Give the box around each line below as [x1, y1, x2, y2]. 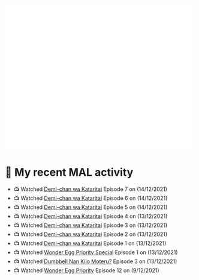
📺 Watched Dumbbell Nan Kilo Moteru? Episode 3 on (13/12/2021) [13, 258, 177, 265]
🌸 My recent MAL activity [5, 165, 134, 179]
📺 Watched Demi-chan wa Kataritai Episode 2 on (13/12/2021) [13, 231, 168, 238]
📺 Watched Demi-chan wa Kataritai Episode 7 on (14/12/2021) [13, 185, 168, 193]
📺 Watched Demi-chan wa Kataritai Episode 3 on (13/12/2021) [13, 222, 168, 229]
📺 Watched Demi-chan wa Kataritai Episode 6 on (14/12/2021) [13, 194, 168, 202]
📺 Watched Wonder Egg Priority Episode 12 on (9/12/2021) [13, 267, 159, 274]
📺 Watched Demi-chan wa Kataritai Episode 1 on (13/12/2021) [13, 240, 167, 247]
